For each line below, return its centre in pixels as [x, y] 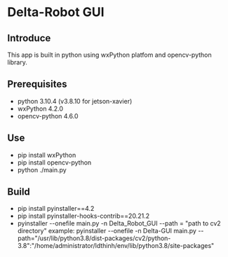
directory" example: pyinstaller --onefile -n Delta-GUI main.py [107, 231]
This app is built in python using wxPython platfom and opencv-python [109, 55]
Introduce [29, 38]
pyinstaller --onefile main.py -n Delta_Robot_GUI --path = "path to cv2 [119, 223]
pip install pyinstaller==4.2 [56, 209]
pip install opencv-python [54, 162]
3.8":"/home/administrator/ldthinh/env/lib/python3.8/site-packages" [116, 246]
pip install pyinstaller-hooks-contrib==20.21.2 [83, 216]
